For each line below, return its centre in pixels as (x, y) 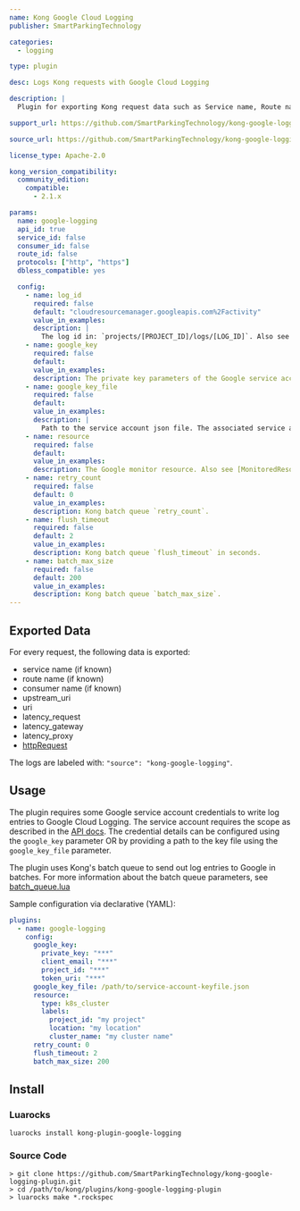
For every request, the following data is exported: (100, 652)
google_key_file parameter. (60, 850)
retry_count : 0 (61, 1045)
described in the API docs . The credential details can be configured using (145, 831)
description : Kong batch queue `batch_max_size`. (127, 594)
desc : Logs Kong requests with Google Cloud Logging (109, 83)
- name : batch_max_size (70, 561)
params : (24, 213)
